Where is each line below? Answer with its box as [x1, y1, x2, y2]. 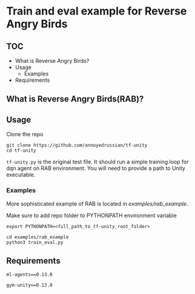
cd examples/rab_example [6, 234, 69, 240]
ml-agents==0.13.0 [6, 272, 53, 278]
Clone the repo [6, 131, 44, 138]
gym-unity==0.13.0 [6, 283, 53, 289]
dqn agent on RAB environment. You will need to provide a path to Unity [6, 165, 186, 172]
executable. [6, 171, 36, 178]
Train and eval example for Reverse [6, 4, 187, 18]
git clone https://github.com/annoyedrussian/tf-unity [6, 142, 148, 149]
